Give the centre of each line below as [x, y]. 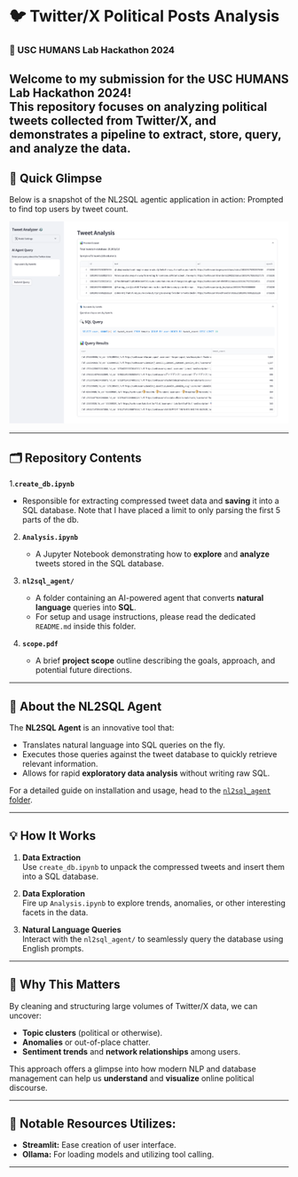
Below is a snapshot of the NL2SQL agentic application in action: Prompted [146, 200]
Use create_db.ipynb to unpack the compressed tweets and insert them [153, 866]
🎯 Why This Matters [65, 985]
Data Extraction [51, 857]
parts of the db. [51, 520]
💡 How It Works [53, 836]
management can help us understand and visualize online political [132, 1078]
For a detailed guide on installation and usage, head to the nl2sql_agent [140, 791]
